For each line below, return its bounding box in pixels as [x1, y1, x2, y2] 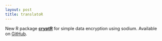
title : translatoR [5, 12, 43, 17]
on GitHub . [5, 31, 27, 37]
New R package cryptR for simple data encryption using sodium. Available [5, 25, 157, 31]
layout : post [5, 7, 32, 12]
